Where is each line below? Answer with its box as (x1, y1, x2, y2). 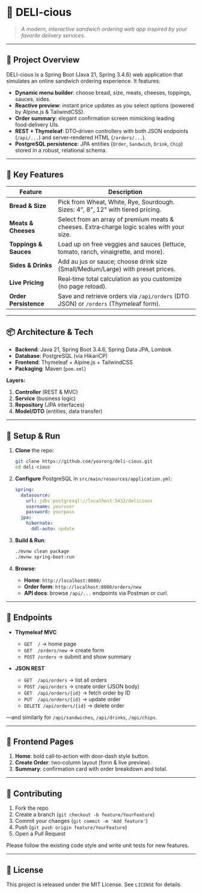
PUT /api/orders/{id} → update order (23, 695, 121, 702)
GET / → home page (23, 640, 77, 647)
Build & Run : (14, 536, 46, 544)
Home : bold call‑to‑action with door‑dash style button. (14, 752, 150, 760)
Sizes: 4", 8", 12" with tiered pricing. (58, 205, 161, 213)
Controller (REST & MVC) (14, 389, 78, 396)
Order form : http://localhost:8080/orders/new (23, 583, 142, 590)
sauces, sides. (14, 95, 51, 102)
